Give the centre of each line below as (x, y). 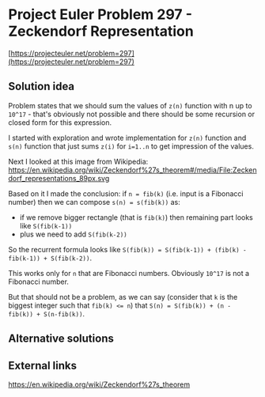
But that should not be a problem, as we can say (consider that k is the (123, 297)
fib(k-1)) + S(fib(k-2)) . (50, 258)
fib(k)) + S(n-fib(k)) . (47, 313)
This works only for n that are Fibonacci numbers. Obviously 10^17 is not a (129, 273)
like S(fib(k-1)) (46, 225)
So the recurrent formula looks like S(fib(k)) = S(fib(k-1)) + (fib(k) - (127, 249)
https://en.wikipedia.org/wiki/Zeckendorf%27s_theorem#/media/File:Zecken (132, 170)
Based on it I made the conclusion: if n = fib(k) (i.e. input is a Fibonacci (126, 193)
